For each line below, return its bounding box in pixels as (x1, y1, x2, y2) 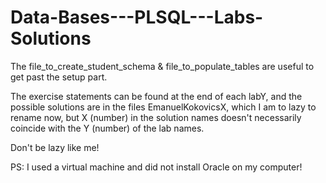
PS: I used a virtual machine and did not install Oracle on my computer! (10, 161, 303, 173)
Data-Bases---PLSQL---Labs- (10, 6, 264, 29)
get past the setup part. (10, 71, 108, 83)
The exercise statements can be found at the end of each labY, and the (10, 90, 303, 102)
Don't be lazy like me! (10, 141, 100, 153)
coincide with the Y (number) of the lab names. (10, 122, 205, 134)
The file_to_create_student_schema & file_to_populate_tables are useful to (10, 60, 315, 72)
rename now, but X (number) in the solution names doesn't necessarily (10, 111, 302, 123)
